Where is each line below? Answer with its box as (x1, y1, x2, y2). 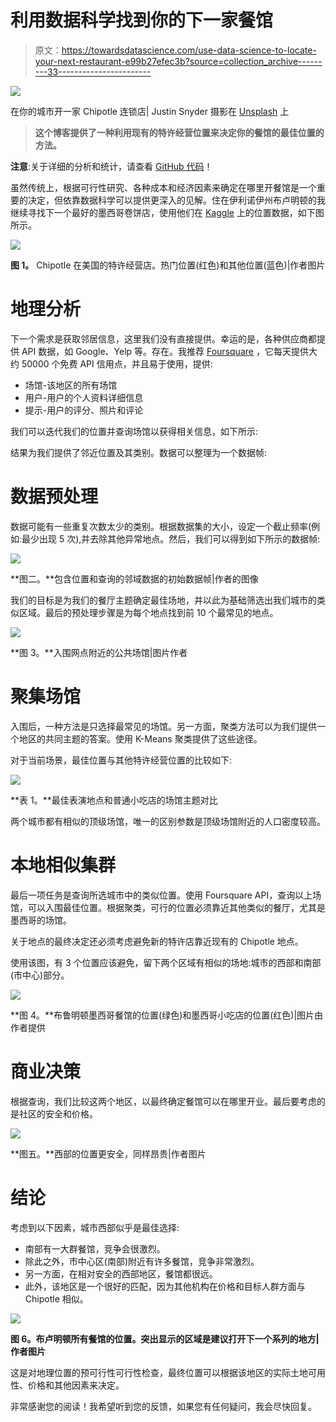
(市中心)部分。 (10, 969, 70, 981)
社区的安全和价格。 (18, 1107, 98, 1120)
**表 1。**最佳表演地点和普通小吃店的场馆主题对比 (10, 794, 218, 806)
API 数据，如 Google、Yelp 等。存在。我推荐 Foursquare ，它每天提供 (21, 345, 309, 357)
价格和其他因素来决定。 (27, 1379, 125, 1391)
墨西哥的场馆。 (10, 914, 72, 926)
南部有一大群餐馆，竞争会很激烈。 (24, 1242, 166, 1255)
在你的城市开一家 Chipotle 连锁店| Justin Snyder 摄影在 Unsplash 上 (10, 105, 290, 117)
